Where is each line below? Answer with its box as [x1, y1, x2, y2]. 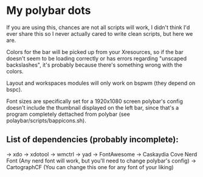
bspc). [6, 85, 22, 93]
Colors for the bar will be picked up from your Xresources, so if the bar [6, 48, 184, 55]
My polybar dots [6, 4, 91, 18]
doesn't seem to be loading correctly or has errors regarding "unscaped [6, 55, 187, 62]
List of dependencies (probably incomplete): [6, 135, 179, 145]
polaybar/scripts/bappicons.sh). [6, 116, 86, 124]
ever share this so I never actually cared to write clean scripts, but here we [6, 30, 193, 37]
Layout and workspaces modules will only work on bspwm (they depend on [6, 79, 196, 87]
